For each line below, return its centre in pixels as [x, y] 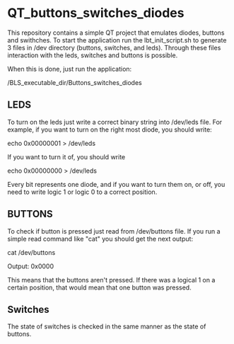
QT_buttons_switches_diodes [96, 13]
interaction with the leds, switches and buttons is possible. [93, 55]
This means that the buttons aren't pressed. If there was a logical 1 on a [111, 280]
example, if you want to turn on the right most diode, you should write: [110, 130]
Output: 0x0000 [31, 266]
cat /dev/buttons [31, 252]
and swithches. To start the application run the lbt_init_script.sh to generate [117, 40]
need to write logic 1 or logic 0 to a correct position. [82, 192]
